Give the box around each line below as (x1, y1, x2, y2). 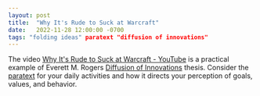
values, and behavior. (8, 80, 78, 89)
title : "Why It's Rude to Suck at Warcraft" (8, 19, 159, 27)
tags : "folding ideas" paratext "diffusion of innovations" (8, 33, 209, 41)
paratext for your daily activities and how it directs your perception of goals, (8, 71, 253, 80)
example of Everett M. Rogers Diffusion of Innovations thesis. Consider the (8, 63, 249, 73)
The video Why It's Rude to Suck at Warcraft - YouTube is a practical (8, 55, 229, 64)
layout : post (8, 11, 51, 20)
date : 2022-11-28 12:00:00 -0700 (8, 26, 125, 34)
